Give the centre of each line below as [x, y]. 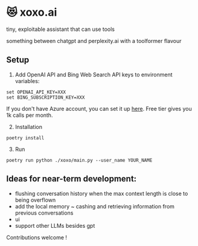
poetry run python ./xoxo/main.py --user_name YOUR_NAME [79, 160]
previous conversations [44, 213]
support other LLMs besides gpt [55, 225]
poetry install [25, 138]
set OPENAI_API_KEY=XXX [36, 92]
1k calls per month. [30, 115]
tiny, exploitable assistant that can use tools [61, 29]
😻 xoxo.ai [32, 12]
